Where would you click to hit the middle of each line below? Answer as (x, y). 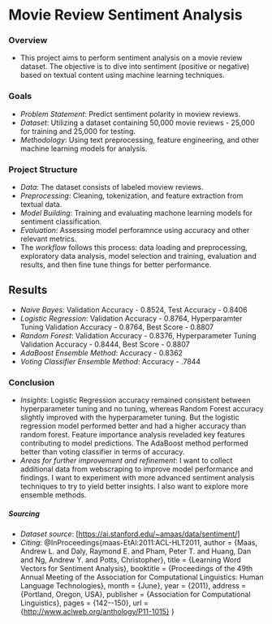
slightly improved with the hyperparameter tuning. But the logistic (130, 417)
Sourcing (24, 514)
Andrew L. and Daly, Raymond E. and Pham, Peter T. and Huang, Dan (136, 551)
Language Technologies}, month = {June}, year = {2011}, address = (133, 586)
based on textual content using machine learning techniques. (122, 75)
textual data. (41, 204)
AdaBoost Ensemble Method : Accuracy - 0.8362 (101, 353)
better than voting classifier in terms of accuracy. (102, 452)
